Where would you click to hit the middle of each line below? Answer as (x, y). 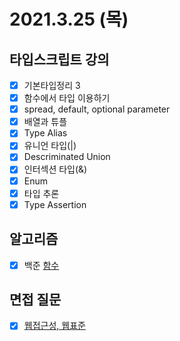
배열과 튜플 (45, 122)
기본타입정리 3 (52, 85)
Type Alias (45, 133)
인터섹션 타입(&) (55, 169)
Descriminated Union (67, 157)
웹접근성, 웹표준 (54, 326)
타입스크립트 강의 (59, 59)
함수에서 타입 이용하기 (67, 98)
